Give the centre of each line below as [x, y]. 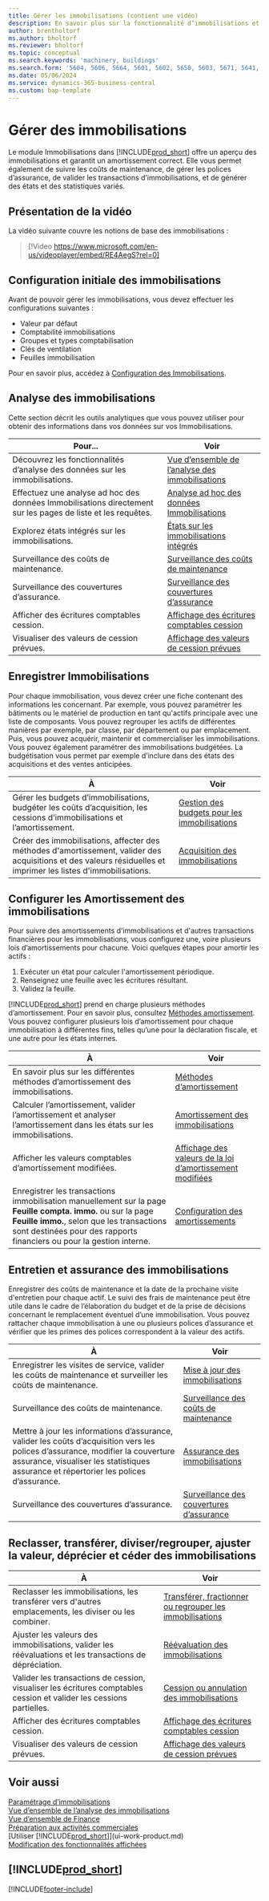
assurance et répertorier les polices [79, 1471]
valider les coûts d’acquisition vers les [84, 1441]
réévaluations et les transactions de [79, 1655]
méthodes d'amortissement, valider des [87, 850]
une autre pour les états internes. [63, 1039]
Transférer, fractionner [206, 1597]
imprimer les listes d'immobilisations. [82, 870]
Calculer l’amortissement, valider [74, 1105]
